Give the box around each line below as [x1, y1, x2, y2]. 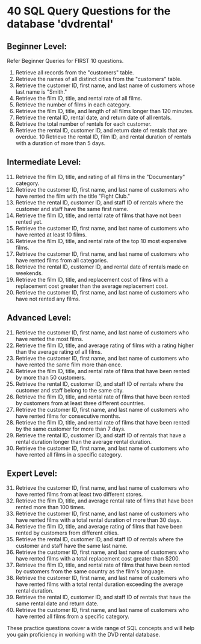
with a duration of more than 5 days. [15, 140, 106, 146]
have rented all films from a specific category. [15, 613, 130, 620]
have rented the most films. [15, 335, 84, 342]
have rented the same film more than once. [15, 361, 123, 368]
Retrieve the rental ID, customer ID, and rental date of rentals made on [15, 263, 189, 270]
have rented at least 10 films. [15, 231, 87, 238]
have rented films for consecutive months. [15, 412, 121, 420]
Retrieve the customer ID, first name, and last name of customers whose [15, 82, 195, 89]
